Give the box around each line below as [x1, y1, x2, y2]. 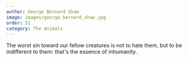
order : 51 [6, 20, 31, 26]
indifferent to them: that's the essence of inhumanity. [6, 48, 138, 56]
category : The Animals [6, 25, 63, 32]
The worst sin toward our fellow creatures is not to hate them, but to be [6, 42, 182, 49]
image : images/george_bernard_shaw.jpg [6, 14, 106, 20]
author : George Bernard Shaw [6, 8, 79, 15]
